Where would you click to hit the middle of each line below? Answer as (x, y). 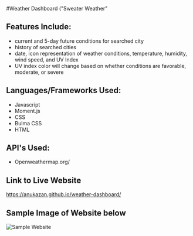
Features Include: (39, 27)
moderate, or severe (39, 72)
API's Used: (28, 148)
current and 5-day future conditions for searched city (79, 41)
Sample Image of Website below (66, 213)
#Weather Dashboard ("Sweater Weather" (57, 8)
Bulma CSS (28, 123)
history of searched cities (45, 47)
